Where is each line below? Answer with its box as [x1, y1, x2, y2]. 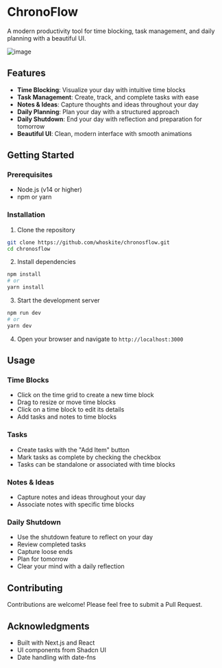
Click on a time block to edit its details [16, 405, 125, 414]
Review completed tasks [16, 540, 86, 548]
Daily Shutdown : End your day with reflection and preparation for [16, 115, 202, 123]
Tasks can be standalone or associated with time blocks [16, 460, 176, 468]
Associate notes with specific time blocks [16, 500, 135, 509]
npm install [7, 271, 41, 278]
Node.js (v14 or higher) [16, 186, 82, 194]
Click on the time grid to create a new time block [16, 391, 154, 399]
